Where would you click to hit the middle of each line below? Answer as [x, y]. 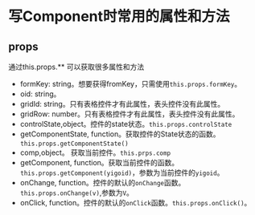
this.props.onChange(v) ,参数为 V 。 [77, 193]
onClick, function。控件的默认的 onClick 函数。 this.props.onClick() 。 [136, 203]
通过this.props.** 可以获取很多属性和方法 [76, 67]
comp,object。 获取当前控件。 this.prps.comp [95, 152]
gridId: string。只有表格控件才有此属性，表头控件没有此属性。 [122, 104]
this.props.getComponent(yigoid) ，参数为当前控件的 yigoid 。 [122, 172]
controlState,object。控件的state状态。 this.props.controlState [126, 124]
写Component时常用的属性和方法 [119, 16]
